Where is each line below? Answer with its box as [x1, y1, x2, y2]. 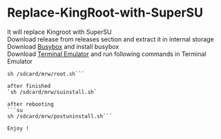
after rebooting [7, 100, 54, 108]
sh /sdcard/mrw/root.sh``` [7, 71, 85, 77]
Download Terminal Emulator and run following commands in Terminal [7, 50, 206, 58]
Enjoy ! [7, 124, 30, 132]
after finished [7, 82, 51, 89]
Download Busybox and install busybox [7, 42, 119, 50]
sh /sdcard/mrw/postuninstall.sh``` [7, 113, 113, 120]
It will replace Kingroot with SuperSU [7, 28, 112, 36]
